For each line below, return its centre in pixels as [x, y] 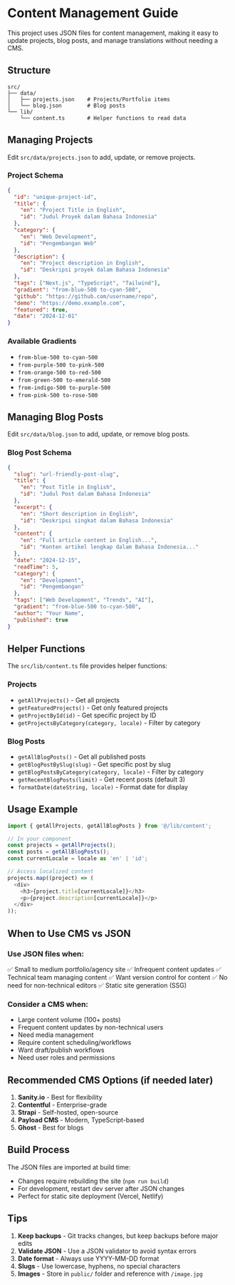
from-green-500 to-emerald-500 [64, 380]
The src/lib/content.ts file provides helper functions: [87, 666]
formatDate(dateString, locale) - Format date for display [103, 787]
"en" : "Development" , [52, 580]
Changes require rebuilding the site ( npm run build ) [93, 1181]
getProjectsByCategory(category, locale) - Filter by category [109, 722]
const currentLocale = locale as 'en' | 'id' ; [78, 859]
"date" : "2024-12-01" [46, 316]
